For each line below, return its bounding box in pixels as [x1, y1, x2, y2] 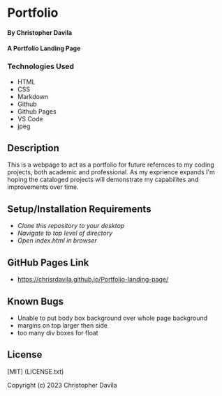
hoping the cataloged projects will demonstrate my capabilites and [7, 176, 199, 184]
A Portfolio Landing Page [7, 44, 81, 53]
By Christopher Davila [7, 28, 73, 36]
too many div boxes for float [17, 328, 99, 337]
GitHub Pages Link [7, 257, 89, 268]
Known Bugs [7, 295, 64, 307]
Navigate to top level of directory [17, 229, 113, 238]
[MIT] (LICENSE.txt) [7, 367, 64, 376]
